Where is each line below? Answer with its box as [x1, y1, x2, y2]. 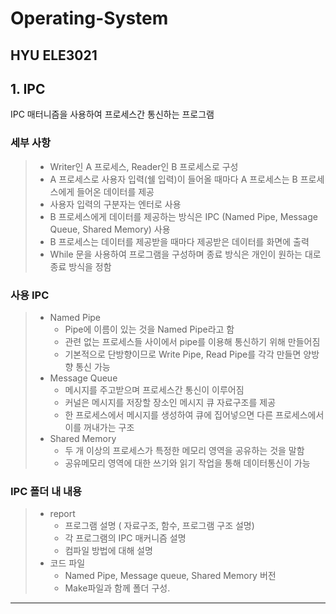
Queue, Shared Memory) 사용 [49, 223, 171, 235]
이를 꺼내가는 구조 [64, 421, 135, 433]
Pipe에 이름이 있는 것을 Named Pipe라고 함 [64, 323, 235, 335]
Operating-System [10, 7, 169, 30]
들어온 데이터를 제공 [76, 185, 155, 197]
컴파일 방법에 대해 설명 [64, 545, 154, 557]
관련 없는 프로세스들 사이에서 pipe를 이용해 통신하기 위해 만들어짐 [64, 335, 321, 347]
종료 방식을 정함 [49, 260, 112, 272]
